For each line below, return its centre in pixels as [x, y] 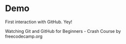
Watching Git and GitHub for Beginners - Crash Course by [63, 31]
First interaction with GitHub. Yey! [39, 22]
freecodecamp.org [24, 36]
